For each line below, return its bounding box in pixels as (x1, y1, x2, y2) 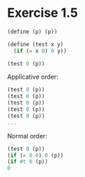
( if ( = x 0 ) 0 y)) (13, 47, 68, 54)
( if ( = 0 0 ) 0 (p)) (7, 152, 64, 159)
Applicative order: (7, 72, 59, 81)
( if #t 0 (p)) (7, 158, 49, 166)
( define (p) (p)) (7, 28, 58, 35)
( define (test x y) (7, 41, 64, 48)
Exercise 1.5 (7, 5, 78, 21)
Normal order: (7, 131, 47, 140)
